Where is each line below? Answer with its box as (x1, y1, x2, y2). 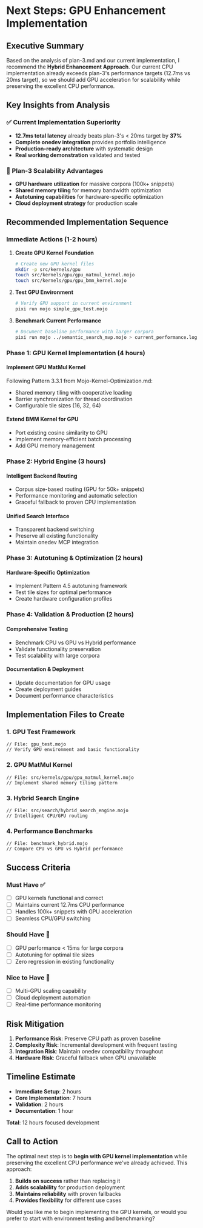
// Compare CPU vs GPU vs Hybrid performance (6, 846, 123, 852)
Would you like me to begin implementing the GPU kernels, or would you (6, 1208, 187, 1215)
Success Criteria (6, 862, 71, 873)
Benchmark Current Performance (15, 316, 102, 324)
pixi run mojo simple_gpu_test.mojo (15, 306, 108, 312)
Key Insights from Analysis (6, 100, 110, 110)
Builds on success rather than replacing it (15, 1177, 121, 1184)
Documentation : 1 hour (15, 1107, 74, 1114)
